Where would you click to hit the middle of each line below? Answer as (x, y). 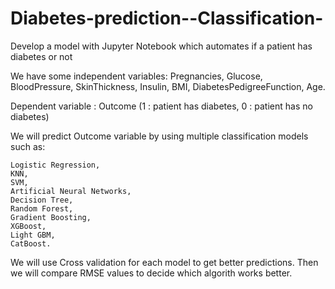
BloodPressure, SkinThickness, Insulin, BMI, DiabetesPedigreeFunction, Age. (168, 86)
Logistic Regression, (55, 165)
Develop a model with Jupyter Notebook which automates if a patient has (161, 46)
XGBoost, (28, 226)
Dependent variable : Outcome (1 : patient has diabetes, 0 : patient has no (161, 106)
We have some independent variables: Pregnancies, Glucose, (136, 76)
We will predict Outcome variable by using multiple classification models (159, 136)
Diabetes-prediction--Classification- (167, 18)
